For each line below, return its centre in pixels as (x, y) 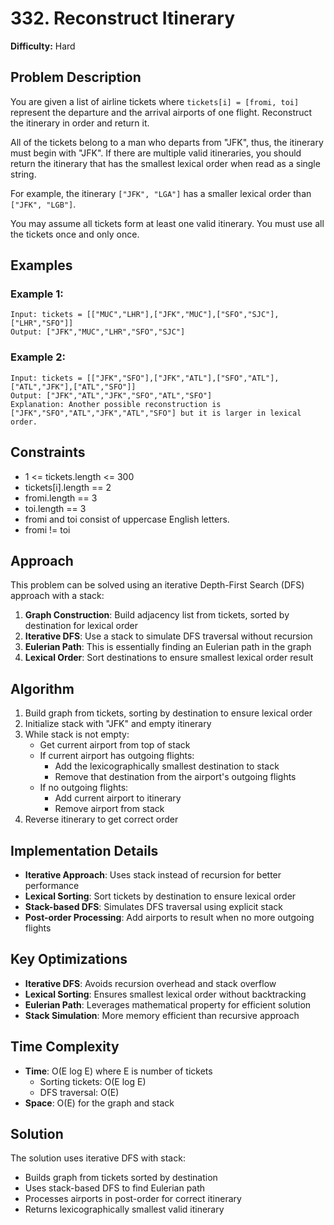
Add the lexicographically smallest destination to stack (167, 766)
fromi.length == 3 (61, 498)
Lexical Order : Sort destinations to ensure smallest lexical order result (169, 658)
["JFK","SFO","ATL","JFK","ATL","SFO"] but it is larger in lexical (156, 413)
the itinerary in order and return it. (80, 123)
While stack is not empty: (77, 734)
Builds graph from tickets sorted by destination (121, 1178)
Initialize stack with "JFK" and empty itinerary (118, 724)
